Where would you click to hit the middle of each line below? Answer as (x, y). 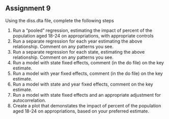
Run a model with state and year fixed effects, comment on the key (83, 84)
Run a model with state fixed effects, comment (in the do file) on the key (88, 62)
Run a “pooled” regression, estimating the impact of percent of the (82, 30)
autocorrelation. (29, 100)
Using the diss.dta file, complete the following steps (60, 20)
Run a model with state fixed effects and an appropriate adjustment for (87, 95)
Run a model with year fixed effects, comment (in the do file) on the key (88, 73)
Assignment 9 (28, 8)
